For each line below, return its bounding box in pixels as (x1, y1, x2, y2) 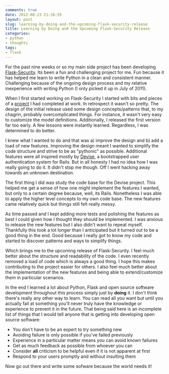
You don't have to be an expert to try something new (12, 326, 122, 332)
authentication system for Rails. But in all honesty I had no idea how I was (5, 159, 158, 165)
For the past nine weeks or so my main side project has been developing (5, 64, 156, 70)
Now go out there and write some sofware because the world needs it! (5, 363, 152, 369)
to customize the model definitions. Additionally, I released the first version (5, 117, 160, 123)
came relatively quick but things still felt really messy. (5, 201, 116, 207)
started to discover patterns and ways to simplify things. (5, 238, 123, 244)
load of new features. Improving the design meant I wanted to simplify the (5, 142, 159, 148)
